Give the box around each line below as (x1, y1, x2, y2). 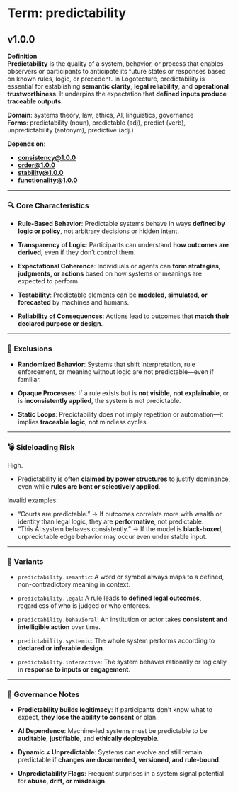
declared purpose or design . (17, 319, 103, 328)
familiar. (17, 375, 41, 383)
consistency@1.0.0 (17, 154, 76, 162)
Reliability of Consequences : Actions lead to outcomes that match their (17, 312, 230, 320)
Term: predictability (7, 5, 126, 21)
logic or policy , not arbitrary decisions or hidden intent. (17, 227, 179, 235)
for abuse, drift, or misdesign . (17, 777, 108, 786)
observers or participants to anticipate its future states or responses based (7, 67, 226, 75)
